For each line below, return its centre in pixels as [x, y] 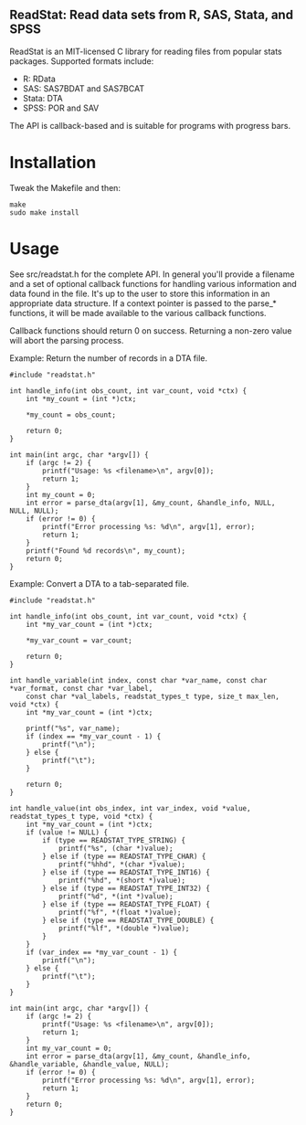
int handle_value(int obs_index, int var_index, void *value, [130, 808]
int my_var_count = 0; [69, 1048]
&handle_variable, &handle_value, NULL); [90, 1064]
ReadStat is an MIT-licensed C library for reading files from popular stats [146, 51]
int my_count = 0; [61, 494]
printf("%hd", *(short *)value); [121, 880]
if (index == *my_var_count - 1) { [94, 736]
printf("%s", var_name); [73, 728]
